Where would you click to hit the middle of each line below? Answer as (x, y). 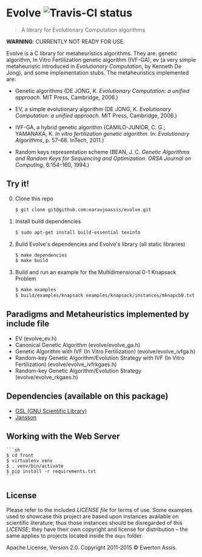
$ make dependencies (41, 255)
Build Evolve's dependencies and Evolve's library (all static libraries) (100, 244)
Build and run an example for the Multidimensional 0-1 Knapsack (96, 272)
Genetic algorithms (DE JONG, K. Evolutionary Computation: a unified (102, 90)
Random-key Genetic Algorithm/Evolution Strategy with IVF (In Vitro (100, 357)
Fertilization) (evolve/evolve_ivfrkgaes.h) (66, 364)
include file (28, 324)
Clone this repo (34, 198)
